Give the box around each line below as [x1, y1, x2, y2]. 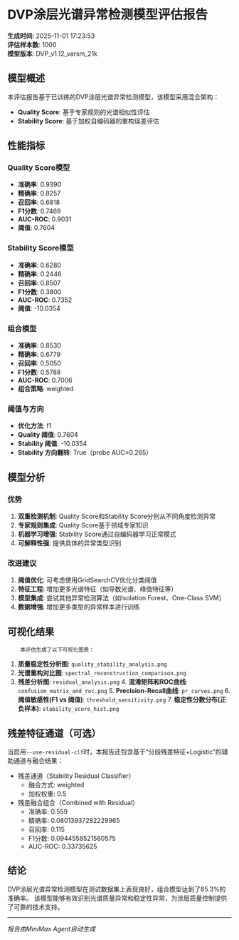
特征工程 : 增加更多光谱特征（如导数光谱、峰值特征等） [17, 585, 178, 593]
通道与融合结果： [13, 756, 64, 764]
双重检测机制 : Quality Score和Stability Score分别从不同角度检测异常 [17, 512, 216, 521]
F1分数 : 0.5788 [17, 368, 61, 377]
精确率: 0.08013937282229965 [28, 816, 120, 824]
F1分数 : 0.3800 [17, 287, 62, 296]
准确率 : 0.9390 [17, 180, 62, 189]
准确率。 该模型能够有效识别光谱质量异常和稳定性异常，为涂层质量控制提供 [7, 894, 228, 902]
